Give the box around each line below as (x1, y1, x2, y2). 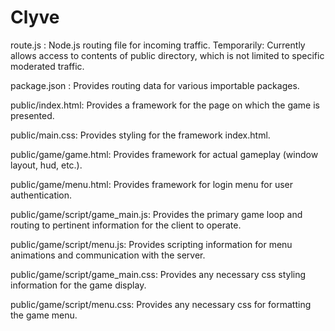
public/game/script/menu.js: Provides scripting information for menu (10, 238, 293, 250)
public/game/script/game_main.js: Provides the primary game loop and (10, 208, 303, 220)
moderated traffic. (10, 60, 85, 72)
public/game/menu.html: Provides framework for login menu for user (10, 178, 294, 190)
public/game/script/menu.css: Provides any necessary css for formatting (10, 298, 312, 310)
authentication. (10, 189, 73, 201)
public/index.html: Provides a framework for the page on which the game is (10, 99, 320, 111)
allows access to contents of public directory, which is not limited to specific (10, 49, 325, 61)
